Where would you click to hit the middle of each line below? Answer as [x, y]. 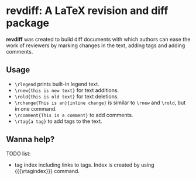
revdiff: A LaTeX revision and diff [87, 11]
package [28, 23]
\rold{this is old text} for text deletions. [66, 96]
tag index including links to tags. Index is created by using [84, 165]
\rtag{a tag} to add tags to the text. [58, 121]
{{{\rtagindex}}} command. [47, 171]
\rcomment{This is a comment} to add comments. [74, 115]
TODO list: [18, 153]
